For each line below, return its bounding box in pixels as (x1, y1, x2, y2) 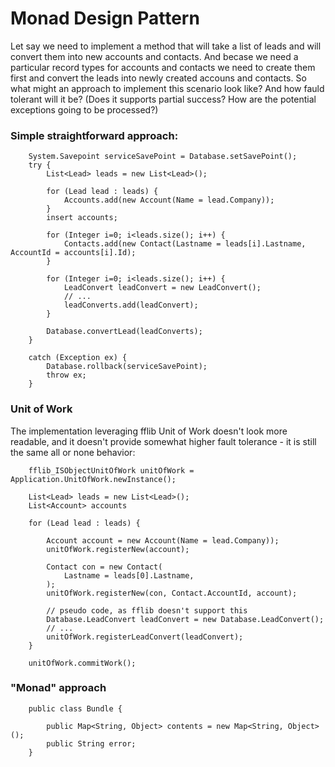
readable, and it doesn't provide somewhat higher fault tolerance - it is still (10, 435, 317, 447)
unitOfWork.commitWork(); (28, 658, 137, 668)
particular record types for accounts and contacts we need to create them (10, 61, 316, 73)
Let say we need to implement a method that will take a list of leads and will (10, 40, 322, 52)
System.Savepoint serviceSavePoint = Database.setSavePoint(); (28, 152, 298, 162)
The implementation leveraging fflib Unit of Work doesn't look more (10, 425, 288, 437)
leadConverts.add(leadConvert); (63, 300, 199, 311)
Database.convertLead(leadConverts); (46, 327, 203, 337)
